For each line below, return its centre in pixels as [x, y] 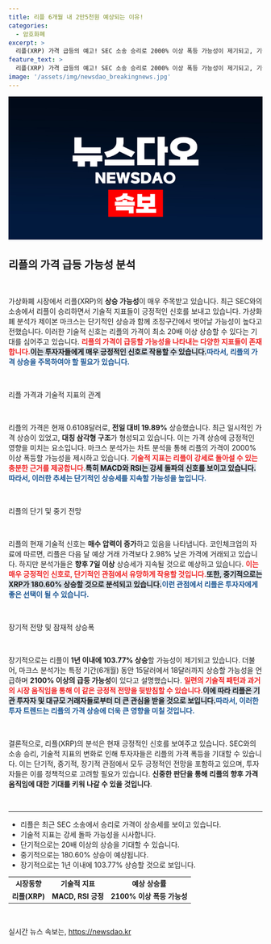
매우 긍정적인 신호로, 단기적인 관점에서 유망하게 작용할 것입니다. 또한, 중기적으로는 [135, 574]
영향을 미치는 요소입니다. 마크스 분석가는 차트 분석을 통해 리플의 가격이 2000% [132, 448]
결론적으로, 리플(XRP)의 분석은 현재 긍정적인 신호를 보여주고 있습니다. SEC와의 [132, 743]
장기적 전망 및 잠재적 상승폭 [52, 628]
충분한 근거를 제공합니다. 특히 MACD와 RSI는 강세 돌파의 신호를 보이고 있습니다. [132, 468]
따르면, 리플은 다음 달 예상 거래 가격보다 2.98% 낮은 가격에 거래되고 [129, 554]
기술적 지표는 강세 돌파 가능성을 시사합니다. [88, 835]
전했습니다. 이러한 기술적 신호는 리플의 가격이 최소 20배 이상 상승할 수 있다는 [129, 332]
